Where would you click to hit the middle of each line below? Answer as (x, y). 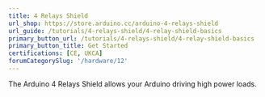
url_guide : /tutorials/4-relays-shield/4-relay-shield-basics (115, 31)
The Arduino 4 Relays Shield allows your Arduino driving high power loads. (132, 84)
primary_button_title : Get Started (68, 46)
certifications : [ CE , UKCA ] (56, 53)
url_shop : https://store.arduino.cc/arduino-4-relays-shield (114, 23)
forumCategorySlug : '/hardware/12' (68, 61)
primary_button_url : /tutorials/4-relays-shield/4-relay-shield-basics (131, 38)
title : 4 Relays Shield (48, 16)
